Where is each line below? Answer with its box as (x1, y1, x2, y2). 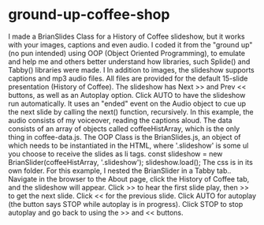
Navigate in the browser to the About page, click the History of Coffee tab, (8, 174, 250, 183)
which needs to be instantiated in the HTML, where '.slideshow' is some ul (8, 141, 249, 150)
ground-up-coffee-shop (8, 6, 170, 24)
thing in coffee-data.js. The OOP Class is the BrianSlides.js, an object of (8, 132, 241, 141)
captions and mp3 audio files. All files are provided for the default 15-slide (8, 73, 248, 83)
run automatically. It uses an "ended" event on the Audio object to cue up (8, 99, 247, 108)
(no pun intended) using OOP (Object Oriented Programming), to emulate (8, 48, 246, 58)
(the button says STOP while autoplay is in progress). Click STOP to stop (8, 199, 244, 208)
